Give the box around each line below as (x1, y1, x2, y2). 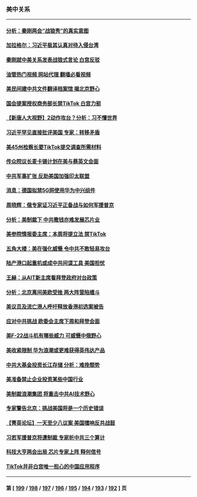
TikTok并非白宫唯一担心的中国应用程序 (6, 462, 100, 470)
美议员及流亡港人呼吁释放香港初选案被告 (6, 303, 104, 310)
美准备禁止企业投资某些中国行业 (6, 376, 83, 383)
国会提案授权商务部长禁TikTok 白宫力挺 (6, 100, 101, 107)
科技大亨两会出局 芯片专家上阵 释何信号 (6, 448, 101, 455)
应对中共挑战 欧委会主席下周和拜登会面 (6, 317, 100, 324)
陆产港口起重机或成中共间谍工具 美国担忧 (6, 259, 106, 266)
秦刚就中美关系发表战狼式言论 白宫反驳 (6, 56, 100, 63)
